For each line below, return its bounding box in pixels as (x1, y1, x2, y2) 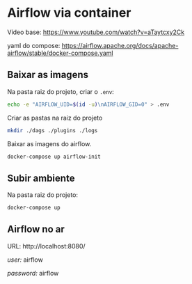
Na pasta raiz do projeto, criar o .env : (7, 87, 115, 95)
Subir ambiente (7, 172, 75, 184)
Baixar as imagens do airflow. (7, 139, 92, 148)
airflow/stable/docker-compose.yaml (7, 49, 113, 57)
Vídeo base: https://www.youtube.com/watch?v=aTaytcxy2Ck (7, 28, 185, 36)
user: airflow (7, 255, 43, 264)
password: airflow (7, 269, 59, 277)
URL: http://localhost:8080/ (7, 242, 86, 250)
